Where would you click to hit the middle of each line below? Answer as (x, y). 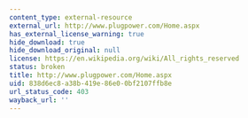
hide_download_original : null (65, 51)
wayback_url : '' (39, 100)
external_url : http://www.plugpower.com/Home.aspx (105, 26)
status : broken (37, 67)
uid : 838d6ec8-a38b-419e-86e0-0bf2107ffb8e (91, 83)
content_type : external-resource (71, 17)
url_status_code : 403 (49, 91)
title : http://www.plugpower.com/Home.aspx (91, 75)
